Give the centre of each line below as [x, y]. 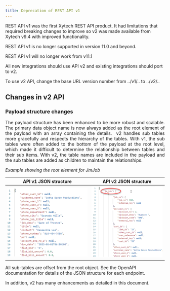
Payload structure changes [39, 112]
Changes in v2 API [35, 97]
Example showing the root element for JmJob [53, 170]
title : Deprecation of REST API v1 [43, 11]
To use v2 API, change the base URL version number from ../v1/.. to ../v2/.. [83, 81]
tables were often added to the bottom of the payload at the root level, [85, 144]
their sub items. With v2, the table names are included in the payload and [85, 155]
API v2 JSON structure [127, 181]
